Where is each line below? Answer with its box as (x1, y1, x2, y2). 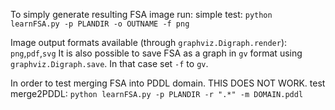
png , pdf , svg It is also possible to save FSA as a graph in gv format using (10, 47, 303, 59)
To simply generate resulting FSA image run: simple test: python (10, 9, 273, 20)
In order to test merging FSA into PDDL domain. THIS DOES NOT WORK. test (10, 77, 326, 89)
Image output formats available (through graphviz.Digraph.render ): (10, 37, 288, 48)
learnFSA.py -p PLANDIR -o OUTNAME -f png (10, 19, 190, 29)
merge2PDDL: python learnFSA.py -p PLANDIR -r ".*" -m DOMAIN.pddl (10, 88, 304, 99)
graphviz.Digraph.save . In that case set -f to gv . (10, 58, 209, 69)
